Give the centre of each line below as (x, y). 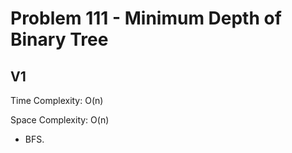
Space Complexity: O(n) (60, 120)
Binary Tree (59, 39)
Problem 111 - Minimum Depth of (146, 18)
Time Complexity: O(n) (57, 100)
